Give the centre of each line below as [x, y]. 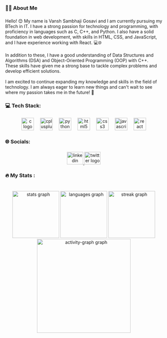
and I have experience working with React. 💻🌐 [54, 43]
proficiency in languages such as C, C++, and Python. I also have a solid [80, 32]
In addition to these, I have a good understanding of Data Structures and [79, 55]
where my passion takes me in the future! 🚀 [50, 92]
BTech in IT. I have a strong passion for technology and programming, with [82, 26]
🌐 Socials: [18, 141]
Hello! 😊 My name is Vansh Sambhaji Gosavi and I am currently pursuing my [84, 21]
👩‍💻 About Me [21, 8]
